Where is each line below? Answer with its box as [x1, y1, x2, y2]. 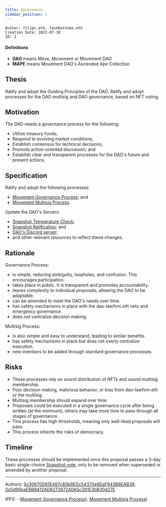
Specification [5, 171, 47, 180]
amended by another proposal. [5, 467, 68, 473]
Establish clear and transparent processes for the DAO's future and [12, 152, 149, 158]
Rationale [5, 249, 35, 257]
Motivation [5, 108, 40, 116]
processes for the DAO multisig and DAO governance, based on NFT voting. [5, 94, 160, 100]
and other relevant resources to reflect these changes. [12, 234, 124, 240]
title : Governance [5, 7, 43, 12]
